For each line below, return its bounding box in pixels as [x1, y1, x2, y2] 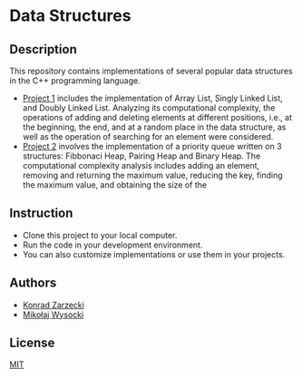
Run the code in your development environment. [22, 239, 203, 250]
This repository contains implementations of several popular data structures [9, 65, 293, 76]
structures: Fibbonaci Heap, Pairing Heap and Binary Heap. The [22, 150, 261, 161]
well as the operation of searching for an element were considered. [22, 131, 274, 141]
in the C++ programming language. [9, 75, 141, 86]
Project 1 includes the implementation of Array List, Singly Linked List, [22, 92, 283, 103]
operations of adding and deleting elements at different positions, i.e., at [22, 112, 293, 122]
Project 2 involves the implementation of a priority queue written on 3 [22, 141, 283, 151]
